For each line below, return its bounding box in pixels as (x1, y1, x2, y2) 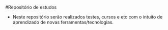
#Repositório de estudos (5, 4, 57, 10)
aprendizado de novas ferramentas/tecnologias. (12, 19, 114, 25)
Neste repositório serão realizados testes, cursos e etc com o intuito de (12, 14, 163, 19)
